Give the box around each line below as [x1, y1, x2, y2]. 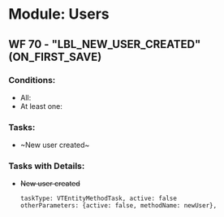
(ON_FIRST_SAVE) [8, 50, 102, 63]
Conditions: [8, 74, 56, 85]
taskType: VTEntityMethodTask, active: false [19, 194, 177, 203]
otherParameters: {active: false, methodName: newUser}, [19, 202, 218, 210]
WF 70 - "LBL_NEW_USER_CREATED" [8, 37, 201, 51]
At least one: [19, 101, 63, 111]
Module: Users [8, 5, 110, 24]
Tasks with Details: [8, 160, 85, 171]
